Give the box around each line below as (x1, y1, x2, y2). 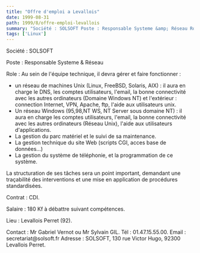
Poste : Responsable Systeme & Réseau (6, 59, 104, 66)
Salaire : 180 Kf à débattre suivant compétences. (6, 205, 126, 212)
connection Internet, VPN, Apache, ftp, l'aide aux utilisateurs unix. (14, 101, 177, 108)
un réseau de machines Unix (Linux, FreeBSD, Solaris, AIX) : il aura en (14, 82, 186, 90)
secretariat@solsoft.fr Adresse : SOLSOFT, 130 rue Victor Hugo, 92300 (6, 235, 181, 242)
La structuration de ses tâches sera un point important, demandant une (6, 169, 181, 177)
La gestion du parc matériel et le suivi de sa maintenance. (14, 132, 157, 140)
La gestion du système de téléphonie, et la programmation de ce (14, 152, 173, 159)
